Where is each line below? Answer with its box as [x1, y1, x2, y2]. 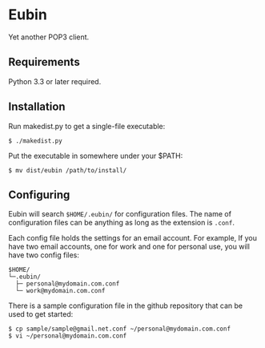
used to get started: [8, 310, 74, 319]
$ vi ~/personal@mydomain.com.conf [8, 332, 127, 340]
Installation [8, 100, 66, 114]
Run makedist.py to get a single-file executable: [8, 121, 166, 131]
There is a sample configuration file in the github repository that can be [8, 301, 243, 310]
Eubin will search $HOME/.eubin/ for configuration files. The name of [8, 209, 232, 219]
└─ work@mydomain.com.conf [15, 287, 106, 295]
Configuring [8, 188, 70, 201]
